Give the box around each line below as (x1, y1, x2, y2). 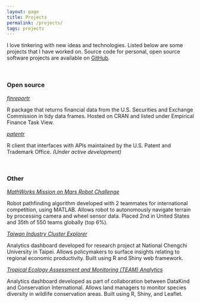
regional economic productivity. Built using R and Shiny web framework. (7, 254, 184, 261)
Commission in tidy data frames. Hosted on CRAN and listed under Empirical (7, 112, 194, 119)
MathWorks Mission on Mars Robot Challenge (7, 188, 120, 195)
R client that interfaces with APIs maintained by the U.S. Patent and (7, 141, 171, 149)
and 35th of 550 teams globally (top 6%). (7, 218, 108, 225)
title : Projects (7, 14, 47, 20)
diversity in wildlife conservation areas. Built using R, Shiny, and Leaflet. (7, 290, 183, 297)
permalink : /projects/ (7, 20, 63, 26)
